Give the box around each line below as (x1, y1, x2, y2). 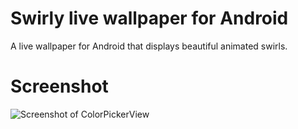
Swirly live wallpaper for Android (10, 7, 289, 30)
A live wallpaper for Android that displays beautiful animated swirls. (10, 40, 288, 52)
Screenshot (10, 75, 109, 98)
